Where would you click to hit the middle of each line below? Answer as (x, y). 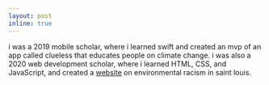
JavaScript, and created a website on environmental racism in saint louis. (130, 72)
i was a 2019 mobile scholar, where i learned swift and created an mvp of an (135, 46)
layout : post (30, 16)
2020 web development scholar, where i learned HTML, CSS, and (118, 64)
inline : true (30, 23)
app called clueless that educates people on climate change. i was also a (130, 55)
